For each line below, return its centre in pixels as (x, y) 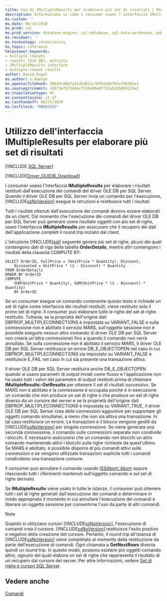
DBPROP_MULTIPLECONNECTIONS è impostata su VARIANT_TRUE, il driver (83, 406)
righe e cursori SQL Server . (33, 566)
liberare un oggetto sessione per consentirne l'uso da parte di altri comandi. (83, 504)
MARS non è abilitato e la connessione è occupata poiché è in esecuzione (81, 390)
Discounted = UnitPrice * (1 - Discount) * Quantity (70, 266)
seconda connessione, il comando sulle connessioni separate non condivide (83, 432)
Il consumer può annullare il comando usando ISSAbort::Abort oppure (76, 468)
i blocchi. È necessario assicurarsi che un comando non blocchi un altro (79, 437)
